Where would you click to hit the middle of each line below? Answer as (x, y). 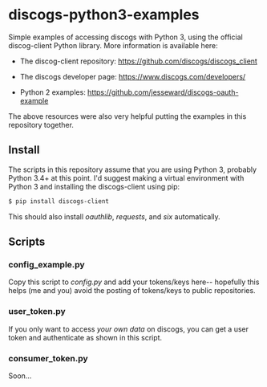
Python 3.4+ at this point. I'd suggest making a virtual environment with (126, 177)
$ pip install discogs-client (59, 201)
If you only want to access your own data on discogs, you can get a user (128, 329)
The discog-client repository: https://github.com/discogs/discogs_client (139, 61)
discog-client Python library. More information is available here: (113, 45)
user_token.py (37, 312)
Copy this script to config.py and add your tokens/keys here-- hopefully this (134, 282)
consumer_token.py (48, 358)
